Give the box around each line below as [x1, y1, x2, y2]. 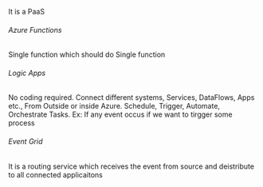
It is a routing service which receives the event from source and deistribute [8, 161, 255, 171]
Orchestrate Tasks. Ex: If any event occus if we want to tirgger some [8, 109, 233, 119]
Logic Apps [8, 68, 46, 78]
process [8, 118, 35, 128]
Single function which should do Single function [8, 50, 166, 59]
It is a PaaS [8, 7, 45, 16]
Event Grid [8, 137, 43, 146]
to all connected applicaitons [8, 169, 104, 179]
